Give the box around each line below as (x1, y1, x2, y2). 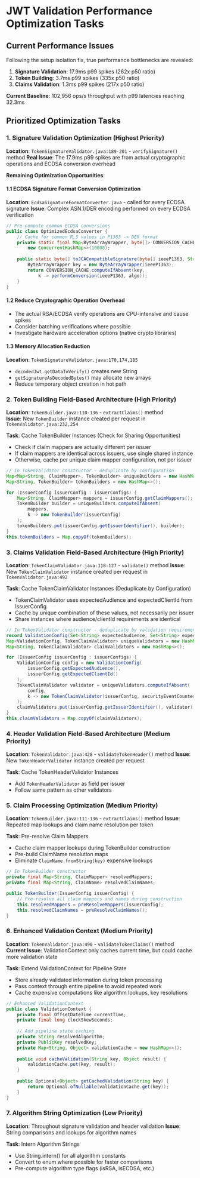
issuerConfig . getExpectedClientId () (27, 671, 118, 677)
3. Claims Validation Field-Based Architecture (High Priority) (6, 548, 185, 556)
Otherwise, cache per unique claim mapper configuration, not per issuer (14, 456, 192, 463)
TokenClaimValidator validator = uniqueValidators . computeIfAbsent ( (17, 682, 190, 688)
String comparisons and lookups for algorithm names (6, 1128, 137, 1136)
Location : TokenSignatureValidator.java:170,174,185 (6, 356, 138, 363)
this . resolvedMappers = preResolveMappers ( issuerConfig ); (17, 902, 164, 908)
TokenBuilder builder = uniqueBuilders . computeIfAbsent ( (17, 500, 161, 507)
